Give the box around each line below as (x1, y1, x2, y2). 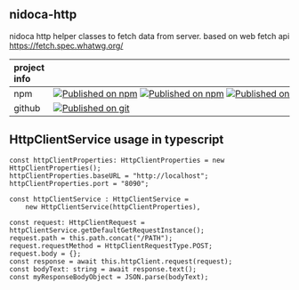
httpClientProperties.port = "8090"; (9, 179, 149, 188)
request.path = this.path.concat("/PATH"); (9, 233, 174, 243)
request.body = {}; (9, 249, 82, 258)
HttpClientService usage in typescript (9, 133, 224, 148)
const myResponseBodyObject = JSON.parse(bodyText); (9, 272, 209, 281)
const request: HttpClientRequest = (9, 218, 145, 227)
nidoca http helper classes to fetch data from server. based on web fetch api (9, 30, 290, 41)
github (13, 101, 41, 114)
